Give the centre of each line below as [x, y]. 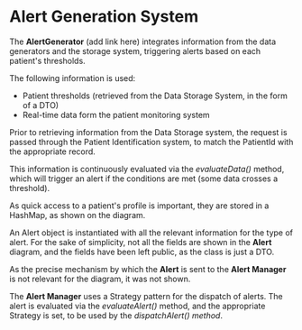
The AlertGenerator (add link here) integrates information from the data [143, 41]
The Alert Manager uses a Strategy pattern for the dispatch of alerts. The [146, 296]
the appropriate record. [53, 151]
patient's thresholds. [47, 60]
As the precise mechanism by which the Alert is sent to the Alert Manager [148, 269]
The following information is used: [73, 78]
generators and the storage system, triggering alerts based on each [135, 50]
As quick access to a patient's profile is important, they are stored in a [139, 206]
